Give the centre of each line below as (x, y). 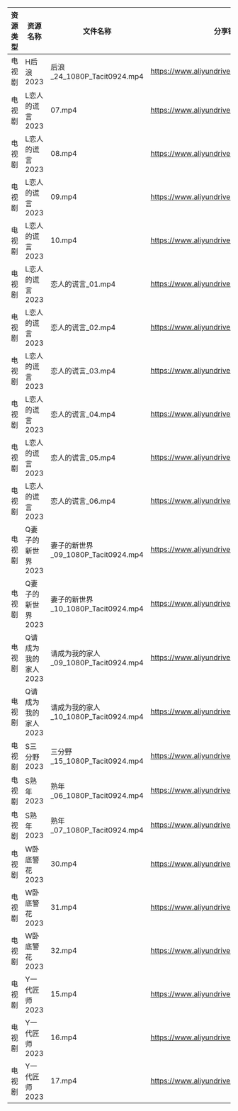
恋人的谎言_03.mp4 (83, 371)
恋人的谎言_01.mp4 (83, 284)
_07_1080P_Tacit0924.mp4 (97, 830)
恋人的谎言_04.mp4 (83, 414)
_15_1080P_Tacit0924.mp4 (97, 761)
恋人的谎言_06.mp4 (83, 501)
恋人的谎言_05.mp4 (83, 458)
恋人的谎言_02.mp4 (83, 327)
